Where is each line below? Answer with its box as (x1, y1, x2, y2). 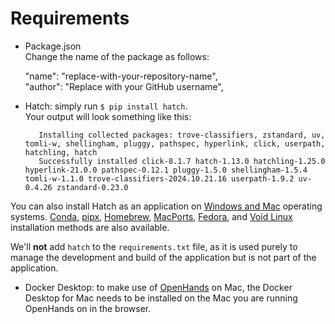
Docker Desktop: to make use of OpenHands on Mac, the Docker (24, 281, 293, 293)
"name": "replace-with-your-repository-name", (24, 70, 218, 82)
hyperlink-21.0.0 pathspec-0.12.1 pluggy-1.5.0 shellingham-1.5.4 (24, 165, 308, 175)
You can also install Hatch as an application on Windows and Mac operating (10, 200, 323, 212)
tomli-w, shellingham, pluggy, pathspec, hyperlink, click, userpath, (24, 138, 326, 149)
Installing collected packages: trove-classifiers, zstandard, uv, (38, 130, 326, 140)
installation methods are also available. (10, 221, 170, 233)
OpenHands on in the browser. (24, 302, 152, 314)
